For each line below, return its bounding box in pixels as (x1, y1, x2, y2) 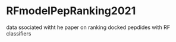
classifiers (6, 30, 32, 37)
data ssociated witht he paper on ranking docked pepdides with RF (6, 24, 171, 31)
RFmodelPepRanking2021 (6, 4, 136, 18)
